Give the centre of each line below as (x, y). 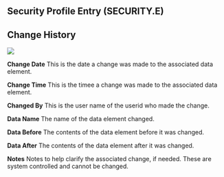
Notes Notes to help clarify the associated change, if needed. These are (109, 159)
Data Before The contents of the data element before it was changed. (106, 132)
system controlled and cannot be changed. (68, 166)
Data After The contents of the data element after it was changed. (101, 146)
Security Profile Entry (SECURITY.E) (86, 11)
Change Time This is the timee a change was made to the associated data (112, 85)
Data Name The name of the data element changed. (81, 119)
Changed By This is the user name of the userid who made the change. (108, 105)
